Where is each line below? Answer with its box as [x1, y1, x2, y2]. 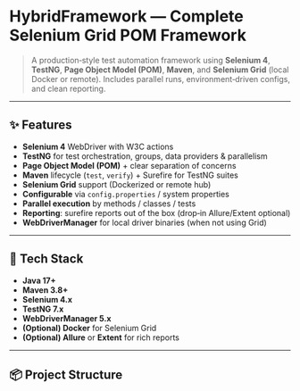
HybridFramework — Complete [9, 6, 244, 27]
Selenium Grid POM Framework [9, 25, 247, 46]
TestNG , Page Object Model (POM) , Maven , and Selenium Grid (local [30, 64, 289, 75]
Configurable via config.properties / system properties [21, 188, 229, 199]
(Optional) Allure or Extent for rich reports [21, 332, 180, 343]
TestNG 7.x [21, 304, 64, 314]
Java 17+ [21, 275, 56, 286]
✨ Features [9, 118, 72, 133]
